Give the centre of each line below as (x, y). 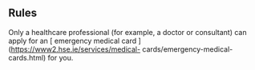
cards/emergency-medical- (188, 49)
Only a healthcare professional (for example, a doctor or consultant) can (127, 32)
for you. (61, 57)
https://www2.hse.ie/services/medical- (76, 49)
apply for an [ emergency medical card (73, 41)
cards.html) (27, 57)
